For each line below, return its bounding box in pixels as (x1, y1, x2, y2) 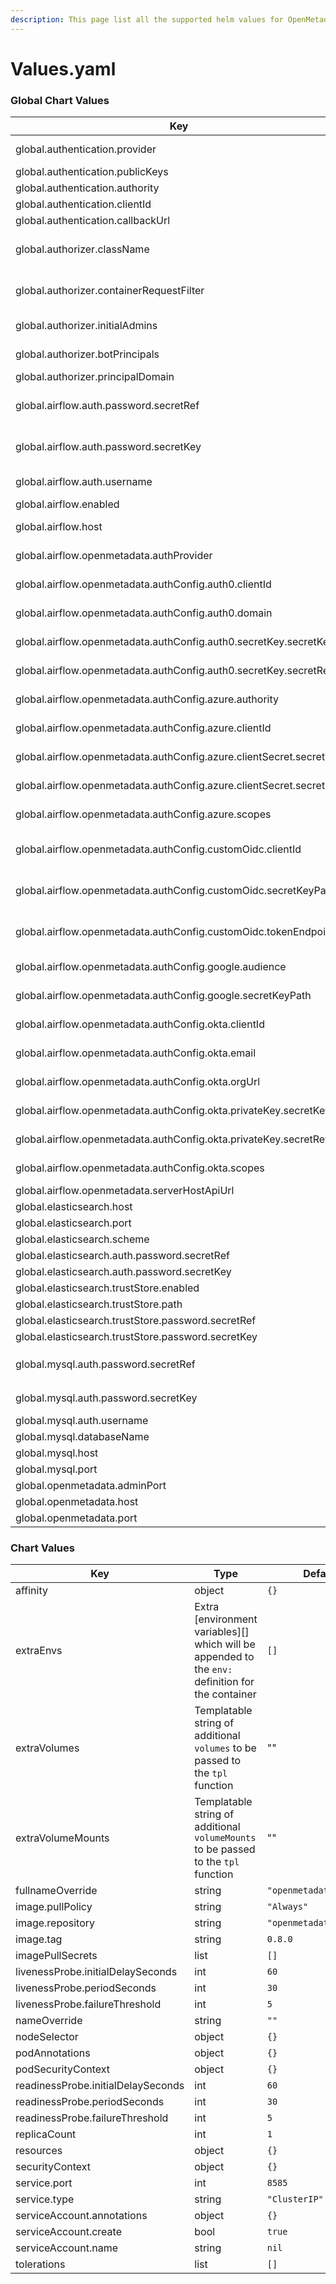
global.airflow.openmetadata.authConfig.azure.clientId (15, 721, 272, 735)
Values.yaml (10, 57, 117, 80)
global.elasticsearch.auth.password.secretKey (15, 1265, 232, 1279)
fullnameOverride (15, 1884, 98, 1898)
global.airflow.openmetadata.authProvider (15, 549, 213, 563)
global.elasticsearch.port (15, 1216, 132, 1230)
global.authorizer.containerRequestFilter (15, 284, 205, 298)
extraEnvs (15, 1644, 63, 1658)
